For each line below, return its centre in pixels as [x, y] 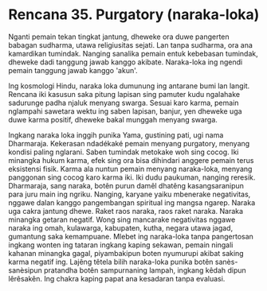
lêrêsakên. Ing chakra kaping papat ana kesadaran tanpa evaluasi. [117, 278]
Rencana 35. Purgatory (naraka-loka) [134, 15]
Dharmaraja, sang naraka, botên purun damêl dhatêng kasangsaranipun [126, 185]
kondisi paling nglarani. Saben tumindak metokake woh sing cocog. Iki [124, 152]
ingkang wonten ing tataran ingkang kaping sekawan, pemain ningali [121, 245]
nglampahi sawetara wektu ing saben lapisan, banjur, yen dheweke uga [125, 111]
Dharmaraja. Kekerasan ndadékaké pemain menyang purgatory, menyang [129, 143]
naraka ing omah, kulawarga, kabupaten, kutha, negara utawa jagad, [121, 227]
